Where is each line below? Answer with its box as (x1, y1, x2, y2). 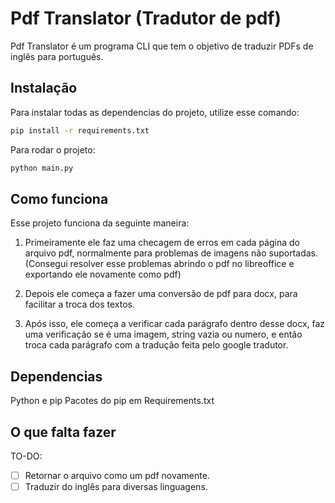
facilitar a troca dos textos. (24, 298, 136, 311)
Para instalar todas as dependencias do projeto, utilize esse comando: (10, 106, 300, 118)
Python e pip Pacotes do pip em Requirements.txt (10, 395, 215, 407)
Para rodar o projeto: (10, 143, 96, 156)
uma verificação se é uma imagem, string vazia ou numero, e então (24, 328, 303, 341)
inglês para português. (10, 50, 104, 62)
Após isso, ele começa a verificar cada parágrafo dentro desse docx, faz (24, 318, 326, 330)
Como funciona (10, 190, 109, 207)
